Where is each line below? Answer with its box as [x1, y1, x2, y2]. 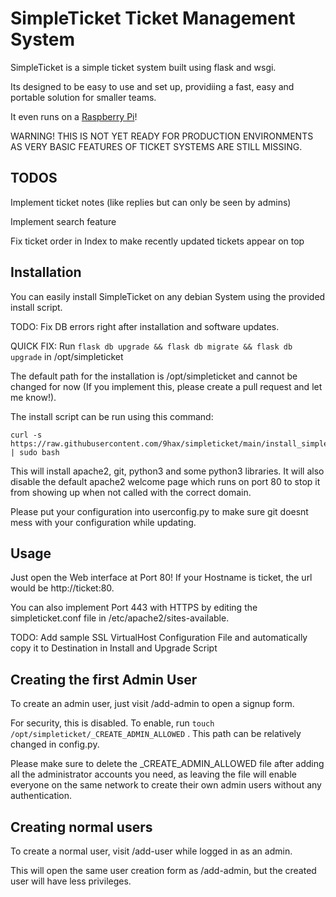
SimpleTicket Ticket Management [10, 7, 296, 30]
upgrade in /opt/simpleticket [10, 350, 124, 362]
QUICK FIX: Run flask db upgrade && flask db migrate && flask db [10, 340, 293, 352]
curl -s [10, 430, 43, 440]
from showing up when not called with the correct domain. [10, 486, 252, 498]
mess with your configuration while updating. [10, 516, 197, 528]
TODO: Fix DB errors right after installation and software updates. [10, 320, 280, 332]
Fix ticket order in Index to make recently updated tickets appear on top [10, 235, 305, 247]
